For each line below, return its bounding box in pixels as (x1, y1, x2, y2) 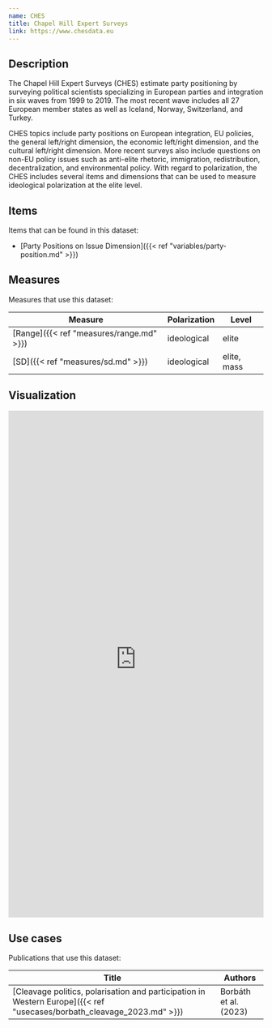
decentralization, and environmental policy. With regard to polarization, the (8, 163, 257, 173)
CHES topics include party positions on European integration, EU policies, (8, 129, 254, 139)
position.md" (19, 250, 63, 259)
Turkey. (8, 113, 34, 122)
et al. (219, 996, 239, 1008)
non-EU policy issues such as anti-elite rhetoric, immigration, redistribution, (8, 155, 261, 165)
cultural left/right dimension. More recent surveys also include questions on (8, 146, 261, 156)
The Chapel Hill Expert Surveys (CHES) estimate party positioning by (8, 79, 238, 88)
